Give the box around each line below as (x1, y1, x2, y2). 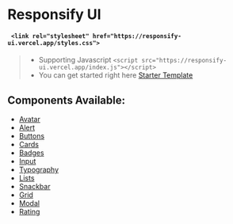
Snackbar (18, 182, 51, 192)
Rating (18, 207, 40, 217)
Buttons (18, 131, 45, 141)
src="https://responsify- (141, 57, 227, 65)
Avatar (18, 115, 40, 124)
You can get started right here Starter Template (38, 70, 193, 80)
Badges (18, 148, 44, 158)
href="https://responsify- (92, 32, 181, 40)
